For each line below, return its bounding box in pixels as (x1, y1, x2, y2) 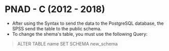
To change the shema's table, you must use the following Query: (12, 31, 148, 37)
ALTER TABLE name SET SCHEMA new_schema (17, 40, 118, 46)
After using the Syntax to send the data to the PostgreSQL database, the (12, 20, 164, 26)
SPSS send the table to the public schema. (12, 25, 102, 31)
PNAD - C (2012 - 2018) (5, 4, 105, 15)
